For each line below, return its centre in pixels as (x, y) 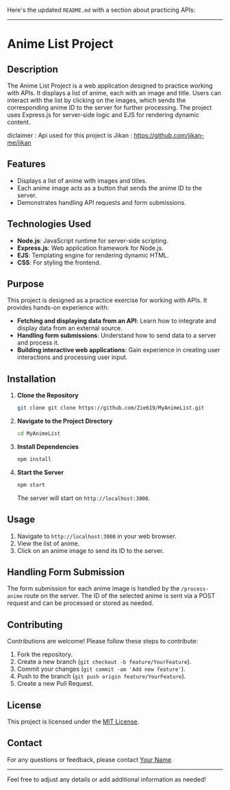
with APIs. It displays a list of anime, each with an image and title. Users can (114, 93)
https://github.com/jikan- (168, 135)
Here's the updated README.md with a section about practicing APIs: (101, 10)
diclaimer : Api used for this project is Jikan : (70, 135)
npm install (34, 459)
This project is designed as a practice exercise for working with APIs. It (107, 300)
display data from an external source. (69, 328)
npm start (31, 485)
